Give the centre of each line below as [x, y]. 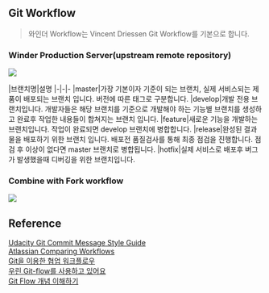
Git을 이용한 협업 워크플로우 [52, 261]
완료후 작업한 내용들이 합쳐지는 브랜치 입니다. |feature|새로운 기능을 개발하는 [137, 119]
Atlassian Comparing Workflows [62, 251]
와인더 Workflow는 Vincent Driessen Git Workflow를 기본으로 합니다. [139, 33]
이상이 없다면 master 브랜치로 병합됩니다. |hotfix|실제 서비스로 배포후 [134, 149]
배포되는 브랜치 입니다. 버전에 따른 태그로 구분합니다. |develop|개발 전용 [136, 99]
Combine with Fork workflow [66, 181]
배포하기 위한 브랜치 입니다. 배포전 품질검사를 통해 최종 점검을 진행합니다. [138, 140]
